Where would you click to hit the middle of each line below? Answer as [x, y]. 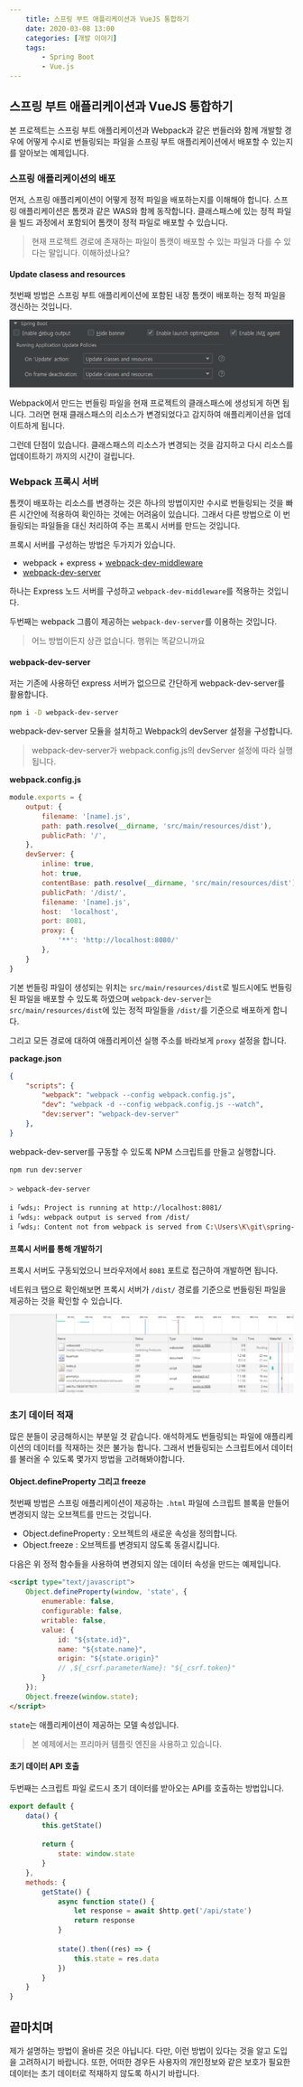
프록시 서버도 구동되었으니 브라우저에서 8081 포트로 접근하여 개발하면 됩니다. [144, 1270]
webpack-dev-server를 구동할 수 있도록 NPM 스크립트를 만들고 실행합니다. [143, 1151]
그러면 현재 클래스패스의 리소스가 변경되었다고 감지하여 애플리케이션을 [151, 414]
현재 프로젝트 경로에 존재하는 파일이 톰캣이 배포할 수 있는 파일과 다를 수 [156, 242]
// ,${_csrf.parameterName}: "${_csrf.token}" [147, 1668]
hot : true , [62, 874]
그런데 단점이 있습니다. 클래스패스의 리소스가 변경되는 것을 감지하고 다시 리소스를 [151, 445]
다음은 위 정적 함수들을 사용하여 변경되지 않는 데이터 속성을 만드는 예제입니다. [145, 1564]
